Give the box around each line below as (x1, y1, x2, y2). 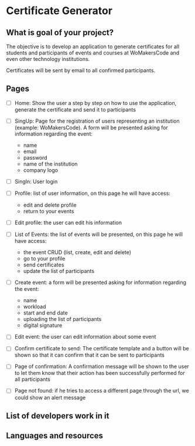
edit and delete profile (23, 201, 77, 209)
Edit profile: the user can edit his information (14, 219, 122, 227)
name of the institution (23, 160, 78, 167)
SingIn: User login (14, 178, 58, 185)
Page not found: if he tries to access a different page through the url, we (14, 387, 189, 394)
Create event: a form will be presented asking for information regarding (14, 279, 186, 286)
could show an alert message (14, 394, 86, 401)
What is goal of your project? (6, 28, 114, 38)
